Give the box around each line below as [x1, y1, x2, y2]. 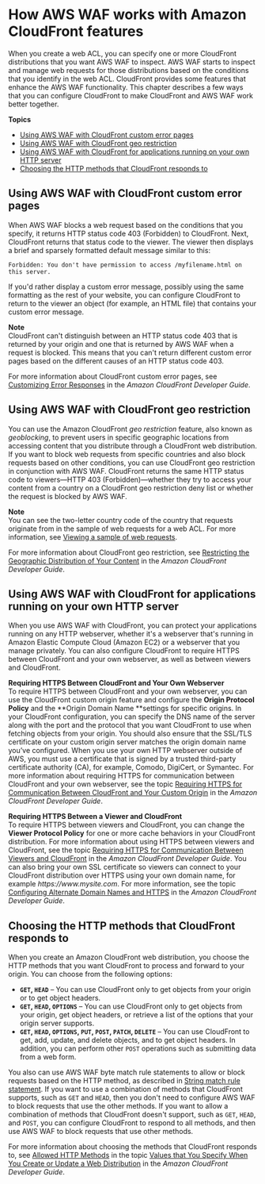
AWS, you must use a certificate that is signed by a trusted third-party [8, 754, 237, 763]
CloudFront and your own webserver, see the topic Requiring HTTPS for [8, 779, 243, 789]
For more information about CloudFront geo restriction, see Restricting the [8, 548, 250, 557]
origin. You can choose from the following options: [8, 970, 172, 979]
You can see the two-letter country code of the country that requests [8, 515, 233, 525]
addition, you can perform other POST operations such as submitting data [19, 1044, 256, 1053]
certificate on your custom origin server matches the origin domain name [8, 737, 247, 747]
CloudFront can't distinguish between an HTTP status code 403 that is [8, 331, 238, 340]
